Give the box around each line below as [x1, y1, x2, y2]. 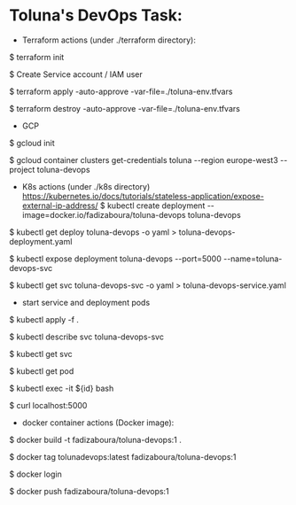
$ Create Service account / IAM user [9, 68, 144, 80]
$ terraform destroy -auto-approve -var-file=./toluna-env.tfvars [9, 103, 241, 113]
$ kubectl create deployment [100, 200, 206, 211]
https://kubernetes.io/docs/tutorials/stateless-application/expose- [21, 190, 264, 201]
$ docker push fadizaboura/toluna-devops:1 [9, 486, 170, 496]
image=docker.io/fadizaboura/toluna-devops [21, 209, 186, 220]
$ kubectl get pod [9, 365, 74, 377]
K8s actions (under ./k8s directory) [21, 181, 151, 191]
